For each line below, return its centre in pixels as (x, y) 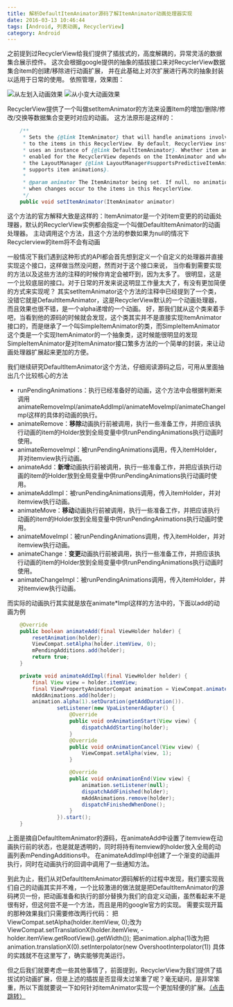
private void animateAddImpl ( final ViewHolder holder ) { (104, 676)
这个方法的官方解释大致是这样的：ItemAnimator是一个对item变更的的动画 (112, 216)
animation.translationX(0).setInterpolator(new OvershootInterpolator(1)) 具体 (116, 947)
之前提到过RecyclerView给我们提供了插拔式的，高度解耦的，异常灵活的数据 (115, 53)
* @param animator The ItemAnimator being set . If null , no (111, 182)
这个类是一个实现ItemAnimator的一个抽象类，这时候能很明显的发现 (102, 334)
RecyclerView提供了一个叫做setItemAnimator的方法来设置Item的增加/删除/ (113, 109)
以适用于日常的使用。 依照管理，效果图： (66, 80)
